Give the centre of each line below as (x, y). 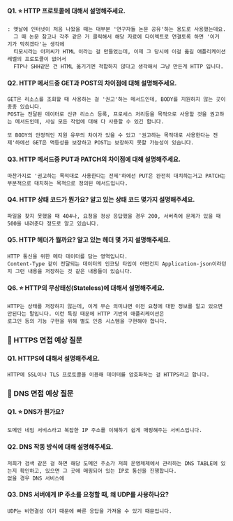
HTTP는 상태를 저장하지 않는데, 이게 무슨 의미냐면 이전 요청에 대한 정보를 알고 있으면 (115, 307)
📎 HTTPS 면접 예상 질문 (45, 340)
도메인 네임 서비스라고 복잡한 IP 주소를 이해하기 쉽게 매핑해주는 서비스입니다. (105, 431)
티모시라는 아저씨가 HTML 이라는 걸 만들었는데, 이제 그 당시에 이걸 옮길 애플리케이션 (120, 52)
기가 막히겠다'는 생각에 (36, 44)
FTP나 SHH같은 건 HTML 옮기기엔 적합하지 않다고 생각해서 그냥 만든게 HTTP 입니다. (119, 67)
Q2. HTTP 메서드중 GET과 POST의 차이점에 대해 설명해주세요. (92, 83)
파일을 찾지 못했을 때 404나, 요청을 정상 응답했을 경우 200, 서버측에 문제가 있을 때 (114, 216)
